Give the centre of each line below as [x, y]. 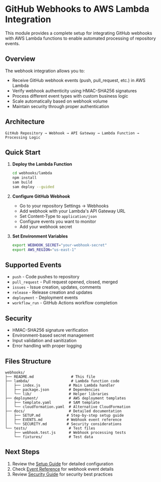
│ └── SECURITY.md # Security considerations [63, 424]
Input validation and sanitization [44, 341]
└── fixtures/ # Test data [54, 437]
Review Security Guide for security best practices [62, 474]
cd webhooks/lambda [32, 173]
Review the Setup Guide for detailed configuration [63, 464]
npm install [24, 178]
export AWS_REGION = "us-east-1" [44, 250]
